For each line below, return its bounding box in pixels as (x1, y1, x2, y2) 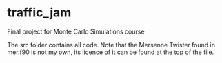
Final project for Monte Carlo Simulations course (7, 27, 145, 36)
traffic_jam (7, 5, 72, 21)
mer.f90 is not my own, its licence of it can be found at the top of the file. (7, 48, 214, 56)
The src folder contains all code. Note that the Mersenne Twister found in (7, 40, 216, 49)
